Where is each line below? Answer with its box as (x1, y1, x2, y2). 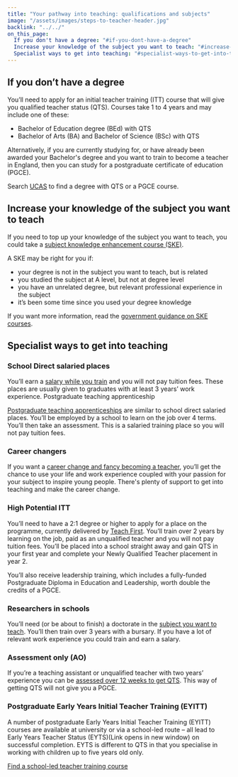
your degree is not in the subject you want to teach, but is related (17, 267, 208, 276)
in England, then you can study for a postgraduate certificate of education (7, 161, 224, 169)
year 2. (7, 557, 28, 565)
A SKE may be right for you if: (7, 254, 94, 262)
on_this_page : (7, 30, 50, 38)
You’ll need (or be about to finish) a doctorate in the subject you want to (7, 620, 217, 628)
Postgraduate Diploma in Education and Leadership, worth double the (7, 578, 210, 586)
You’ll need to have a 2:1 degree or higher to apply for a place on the (7, 519, 208, 527)
